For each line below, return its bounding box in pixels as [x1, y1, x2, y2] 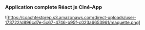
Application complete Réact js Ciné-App [5, 4, 103, 10]
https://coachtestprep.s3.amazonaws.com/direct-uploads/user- [8, 15, 137, 20]
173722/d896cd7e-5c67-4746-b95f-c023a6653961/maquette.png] [5, 20, 141, 25]
